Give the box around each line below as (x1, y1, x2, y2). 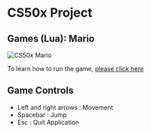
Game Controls (7, 85, 74, 97)
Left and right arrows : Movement (17, 103, 113, 111)
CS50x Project (7, 5, 93, 21)
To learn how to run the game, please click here (7, 65, 144, 72)
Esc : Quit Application (17, 118, 79, 126)
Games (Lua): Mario (7, 33, 95, 45)
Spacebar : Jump (17, 110, 67, 119)
